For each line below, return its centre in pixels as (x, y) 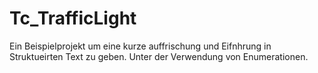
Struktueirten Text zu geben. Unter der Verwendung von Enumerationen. (159, 56)
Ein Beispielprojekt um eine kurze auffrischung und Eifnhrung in (140, 46)
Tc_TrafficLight (73, 18)
